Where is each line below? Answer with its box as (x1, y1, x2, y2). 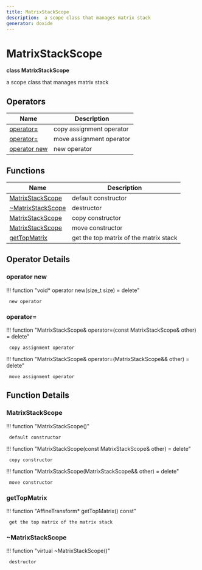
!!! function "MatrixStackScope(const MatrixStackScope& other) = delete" (6, 445, 192, 452)
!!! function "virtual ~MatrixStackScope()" (6, 547, 111, 555)
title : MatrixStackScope (6, 9, 69, 15)
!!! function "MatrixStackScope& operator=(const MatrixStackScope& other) (6, 326, 197, 334)
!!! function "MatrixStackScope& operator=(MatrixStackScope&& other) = (6, 355, 190, 362)
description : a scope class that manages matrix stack (6, 15, 151, 21)
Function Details (6, 390, 70, 401)
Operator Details (6, 254, 71, 265)
